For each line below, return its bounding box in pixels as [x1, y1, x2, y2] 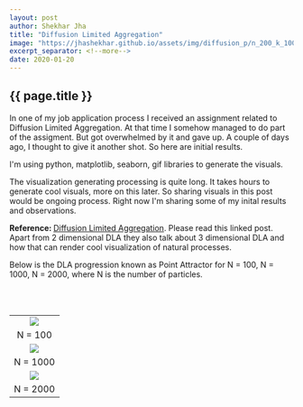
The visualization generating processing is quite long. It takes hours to [9, 176, 271, 187]
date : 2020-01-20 [9, 55, 75, 64]
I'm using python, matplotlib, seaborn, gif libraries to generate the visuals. [9, 159, 284, 170]
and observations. [9, 205, 77, 216]
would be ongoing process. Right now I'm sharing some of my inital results [9, 195, 287, 206]
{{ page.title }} [9, 88, 93, 104]
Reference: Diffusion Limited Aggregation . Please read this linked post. [9, 222, 273, 233]
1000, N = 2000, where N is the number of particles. [9, 268, 203, 280]
